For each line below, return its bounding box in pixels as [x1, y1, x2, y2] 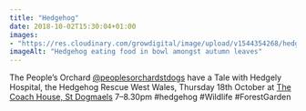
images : [9, 30, 39, 39]
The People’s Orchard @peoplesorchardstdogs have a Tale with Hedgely [9, 72, 282, 83]
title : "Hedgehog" [9, 13, 79, 23]
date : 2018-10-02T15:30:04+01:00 [9, 22, 137, 31]
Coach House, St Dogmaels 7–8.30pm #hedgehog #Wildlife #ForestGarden [9, 92, 291, 103]
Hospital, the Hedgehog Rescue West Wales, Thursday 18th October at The [9, 82, 291, 93]
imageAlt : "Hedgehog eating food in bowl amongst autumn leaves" [9, 47, 262, 56]
